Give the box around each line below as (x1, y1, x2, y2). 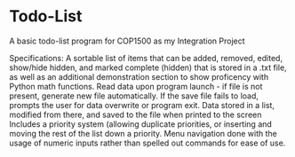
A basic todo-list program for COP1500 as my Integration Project (9, 35, 246, 46)
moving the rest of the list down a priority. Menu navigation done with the (9, 128, 277, 138)
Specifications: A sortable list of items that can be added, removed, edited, (9, 52, 283, 63)
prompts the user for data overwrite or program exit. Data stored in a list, (9, 99, 275, 110)
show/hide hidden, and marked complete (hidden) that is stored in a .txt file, (9, 62, 287, 73)
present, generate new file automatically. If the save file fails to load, (9, 90, 259, 101)
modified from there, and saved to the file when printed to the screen (9, 109, 262, 120)
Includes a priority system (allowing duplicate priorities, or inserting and (9, 118, 273, 130)
